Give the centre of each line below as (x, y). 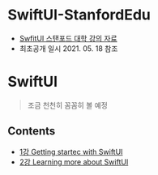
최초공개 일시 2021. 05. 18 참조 (68, 48)
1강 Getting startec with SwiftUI (71, 152)
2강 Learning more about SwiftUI (74, 162)
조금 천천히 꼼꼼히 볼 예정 (68, 105)
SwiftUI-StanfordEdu (79, 15)
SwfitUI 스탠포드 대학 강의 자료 (68, 38)
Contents (32, 131)
